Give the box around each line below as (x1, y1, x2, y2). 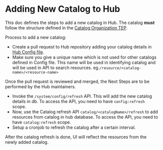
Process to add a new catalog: (5, 34, 67, 40)
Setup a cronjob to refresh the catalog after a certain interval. (12, 124, 136, 130)
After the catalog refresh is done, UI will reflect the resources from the (5, 134, 147, 140)
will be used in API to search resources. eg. (12, 65, 100, 71)
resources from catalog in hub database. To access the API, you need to (12, 114, 158, 120)
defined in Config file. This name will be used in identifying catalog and (12, 59, 156, 65)
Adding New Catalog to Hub (5, 3, 120, 15)
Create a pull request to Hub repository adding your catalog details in (12, 44, 152, 50)
